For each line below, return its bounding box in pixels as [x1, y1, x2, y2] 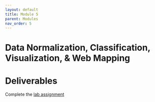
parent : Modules [5, 16, 38, 21]
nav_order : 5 [5, 21, 32, 26]
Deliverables [5, 75, 57, 86]
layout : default [5, 7, 38, 12]
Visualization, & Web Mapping [5, 53, 130, 64]
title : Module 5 [5, 12, 38, 17]
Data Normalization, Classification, [5, 42, 151, 53]
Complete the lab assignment [5, 92, 65, 98]
